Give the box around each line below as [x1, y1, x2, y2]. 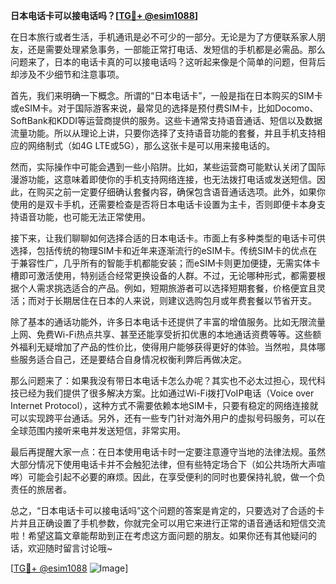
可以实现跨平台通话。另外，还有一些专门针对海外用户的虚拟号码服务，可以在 [10, 412, 326, 424]
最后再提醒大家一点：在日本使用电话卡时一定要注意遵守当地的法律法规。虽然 [10, 446, 326, 458]
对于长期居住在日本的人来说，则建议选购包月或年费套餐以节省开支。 [36, 295, 317, 306]
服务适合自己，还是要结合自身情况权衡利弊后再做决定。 [18, 354, 247, 365]
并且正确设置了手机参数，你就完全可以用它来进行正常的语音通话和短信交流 [18, 517, 326, 529]
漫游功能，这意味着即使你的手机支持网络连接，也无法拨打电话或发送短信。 [10, 174, 317, 185]
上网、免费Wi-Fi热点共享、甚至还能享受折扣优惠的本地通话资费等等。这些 [10, 329, 313, 340]
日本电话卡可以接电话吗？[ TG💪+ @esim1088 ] [10, 10, 199, 21]
